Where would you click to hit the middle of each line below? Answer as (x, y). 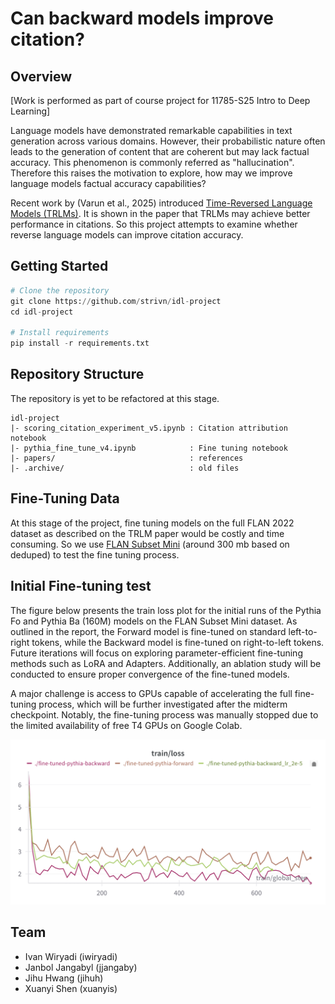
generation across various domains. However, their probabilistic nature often (168, 141)
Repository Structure (77, 374)
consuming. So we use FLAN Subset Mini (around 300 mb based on (150, 544)
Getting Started (59, 266)
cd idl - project (42, 312)
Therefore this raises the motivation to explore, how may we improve (151, 173)
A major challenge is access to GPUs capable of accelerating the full (151, 693)
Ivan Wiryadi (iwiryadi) (71, 956)
